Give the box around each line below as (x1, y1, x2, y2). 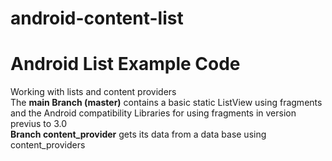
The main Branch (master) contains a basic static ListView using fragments (10, 97, 323, 109)
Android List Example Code (10, 53, 241, 76)
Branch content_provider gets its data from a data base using (10, 128, 267, 141)
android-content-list (10, 7, 184, 30)
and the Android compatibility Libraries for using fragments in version (10, 107, 297, 119)
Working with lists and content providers (10, 86, 177, 98)
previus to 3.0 (10, 118, 67, 130)
